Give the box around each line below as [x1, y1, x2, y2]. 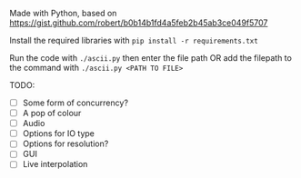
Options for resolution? [22, 138, 109, 149]
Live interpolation [22, 159, 88, 170]
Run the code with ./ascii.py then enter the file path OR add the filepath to [9, 53, 293, 63]
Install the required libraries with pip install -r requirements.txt [9, 35, 259, 45]
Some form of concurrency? [22, 97, 129, 108]
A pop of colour [22, 108, 82, 119]
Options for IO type [22, 128, 95, 139]
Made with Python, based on [9, 8, 117, 18]
